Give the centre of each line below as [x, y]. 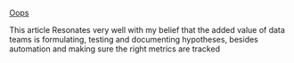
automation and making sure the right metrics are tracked [115, 49]
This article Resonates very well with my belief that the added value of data [147, 30]
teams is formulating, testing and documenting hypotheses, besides [134, 39]
